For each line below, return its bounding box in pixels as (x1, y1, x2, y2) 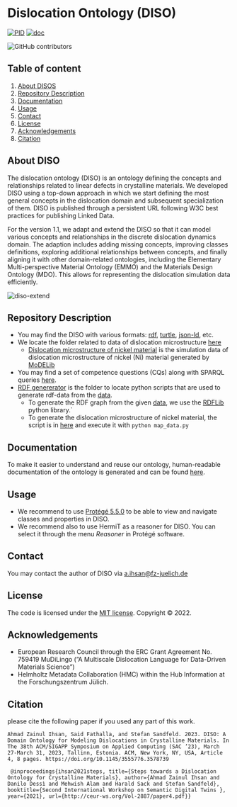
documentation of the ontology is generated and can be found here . (7, 468, 205, 476)
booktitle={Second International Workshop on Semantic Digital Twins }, (7, 786, 226, 794)
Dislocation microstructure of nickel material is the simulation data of (28, 346, 229, 354)
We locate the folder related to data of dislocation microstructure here (17, 338, 221, 346)
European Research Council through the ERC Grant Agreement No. (17, 648, 212, 656)
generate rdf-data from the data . (17, 391, 113, 400)
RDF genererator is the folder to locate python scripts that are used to (17, 383, 221, 392)
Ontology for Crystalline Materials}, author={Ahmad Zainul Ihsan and (7, 774, 220, 781)
